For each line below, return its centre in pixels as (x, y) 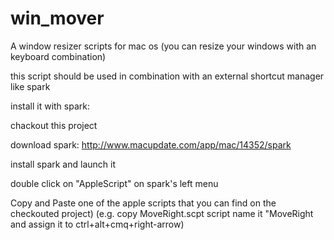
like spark (30, 86)
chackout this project (54, 125)
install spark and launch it (63, 164)
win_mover (57, 18)
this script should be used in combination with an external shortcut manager (167, 76)
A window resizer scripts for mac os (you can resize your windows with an (163, 46)
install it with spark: (50, 106)
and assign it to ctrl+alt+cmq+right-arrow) (97, 224)
